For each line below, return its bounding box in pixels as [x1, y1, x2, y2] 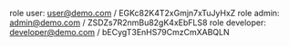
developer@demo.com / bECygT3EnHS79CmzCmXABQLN [9, 27, 230, 37]
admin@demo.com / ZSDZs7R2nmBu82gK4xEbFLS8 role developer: [9, 17, 267, 28]
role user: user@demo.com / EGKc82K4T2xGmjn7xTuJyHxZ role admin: [9, 8, 280, 18]
